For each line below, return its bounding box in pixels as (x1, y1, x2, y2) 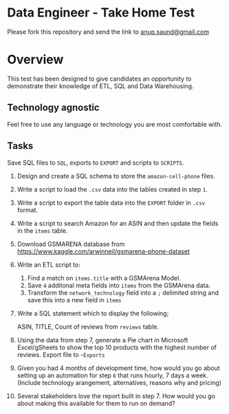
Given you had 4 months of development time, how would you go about (17, 364, 220, 372)
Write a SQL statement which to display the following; (17, 309, 169, 318)
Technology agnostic (7, 102, 100, 114)
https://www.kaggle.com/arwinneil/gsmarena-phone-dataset (17, 247, 190, 256)
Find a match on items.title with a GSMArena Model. (27, 273, 181, 282)
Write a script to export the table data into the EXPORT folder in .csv (17, 198, 206, 207)
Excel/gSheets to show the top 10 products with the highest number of (17, 343, 217, 351)
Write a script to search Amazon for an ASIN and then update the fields (17, 219, 219, 227)
